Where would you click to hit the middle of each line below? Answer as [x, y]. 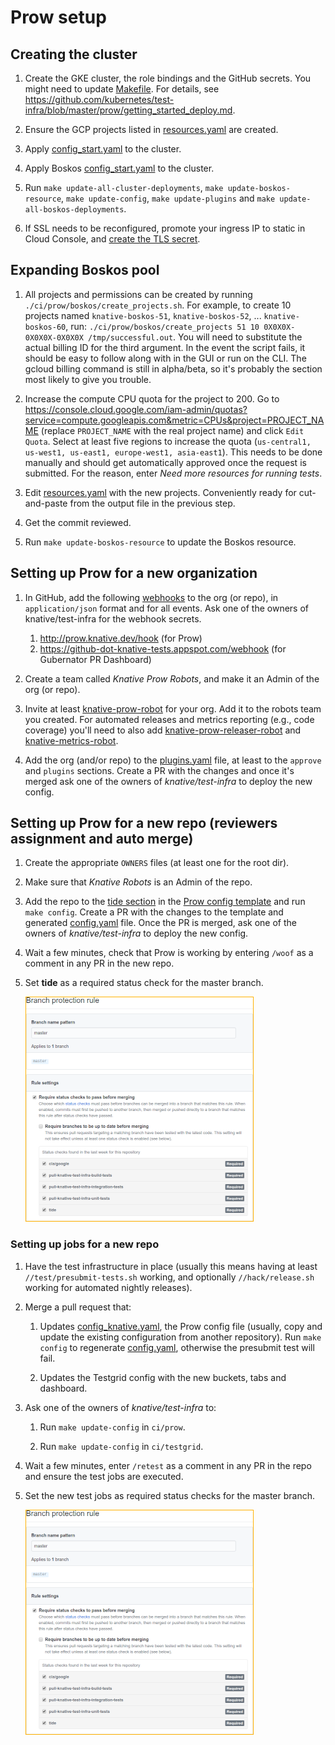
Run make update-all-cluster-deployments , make [124, 187]
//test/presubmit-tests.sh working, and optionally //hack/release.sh [169, 1277]
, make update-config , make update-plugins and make [168, 198]
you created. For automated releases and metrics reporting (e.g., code [169, 719]
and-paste [46, 503]
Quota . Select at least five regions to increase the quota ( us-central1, [168, 441]
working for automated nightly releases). [108, 1287]
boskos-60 [45, 327]
